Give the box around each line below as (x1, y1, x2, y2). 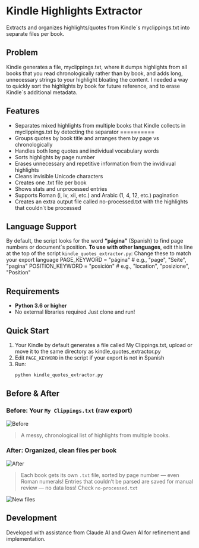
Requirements (6, 286, 59, 296)
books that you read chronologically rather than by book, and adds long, (6, 70, 183, 77)
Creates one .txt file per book (14, 179, 87, 186)
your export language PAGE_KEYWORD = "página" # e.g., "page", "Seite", (6, 256, 187, 264)
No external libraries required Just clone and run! (14, 308, 135, 315)
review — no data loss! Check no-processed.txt (20, 484, 138, 491)
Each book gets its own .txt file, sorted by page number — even (20, 471, 179, 478)
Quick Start (6, 326, 49, 336)
